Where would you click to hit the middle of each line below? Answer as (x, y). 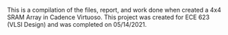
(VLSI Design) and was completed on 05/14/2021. (77, 24)
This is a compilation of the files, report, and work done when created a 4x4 (114, 10)
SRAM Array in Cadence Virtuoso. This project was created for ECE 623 (109, 17)
